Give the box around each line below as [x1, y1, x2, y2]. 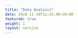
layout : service [5, 26, 38, 31]
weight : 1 [5, 21, 26, 26]
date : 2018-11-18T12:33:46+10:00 [5, 12, 74, 17]
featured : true [5, 16, 36, 21]
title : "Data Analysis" [5, 7, 54, 12]
